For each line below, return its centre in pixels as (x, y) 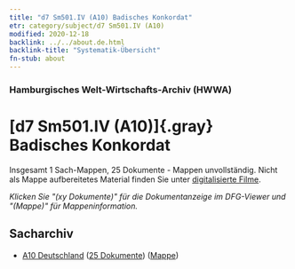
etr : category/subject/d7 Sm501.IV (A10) (87, 26)
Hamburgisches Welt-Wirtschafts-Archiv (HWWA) (121, 90)
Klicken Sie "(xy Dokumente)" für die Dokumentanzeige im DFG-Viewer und (147, 196)
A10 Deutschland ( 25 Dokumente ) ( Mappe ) (100, 255)
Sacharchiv (41, 234)
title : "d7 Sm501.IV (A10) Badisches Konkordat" (101, 17)
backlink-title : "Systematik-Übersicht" (85, 51)
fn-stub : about (37, 59)
